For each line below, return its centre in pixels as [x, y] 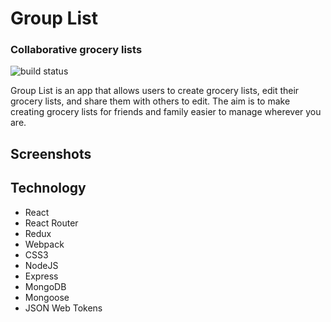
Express [41, 276]
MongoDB [45, 286]
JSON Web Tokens [63, 308]
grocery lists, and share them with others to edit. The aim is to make [150, 101]
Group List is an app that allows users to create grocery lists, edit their [155, 91]
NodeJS [41, 265]
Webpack [44, 244]
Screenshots [51, 153]
